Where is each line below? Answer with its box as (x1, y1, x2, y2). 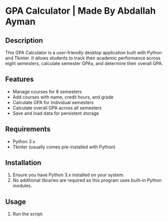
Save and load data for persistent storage (12, 110, 99, 116)
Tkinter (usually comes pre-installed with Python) (12, 144, 116, 150)
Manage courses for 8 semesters (12, 88, 82, 94)
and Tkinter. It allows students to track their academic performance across (5, 55, 161, 61)
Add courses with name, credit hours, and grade (12, 94, 114, 100)
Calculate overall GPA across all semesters (12, 105, 102, 111)
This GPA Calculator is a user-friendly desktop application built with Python (5, 50, 162, 55)
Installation (5, 158, 41, 167)
